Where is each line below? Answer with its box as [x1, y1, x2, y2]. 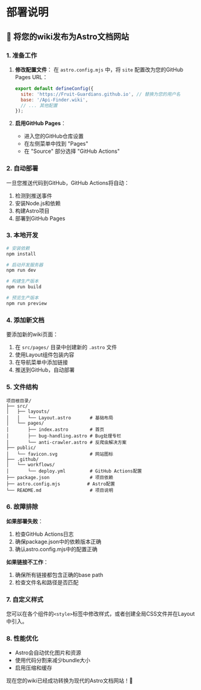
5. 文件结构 [6, 383, 39, 392]
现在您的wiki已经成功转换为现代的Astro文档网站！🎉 [6, 677, 134, 685]
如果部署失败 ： [6, 517, 43, 524]
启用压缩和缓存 [14, 664, 52, 671]
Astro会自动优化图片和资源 [14, 649, 81, 656]
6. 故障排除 [6, 503, 39, 511]
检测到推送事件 [14, 192, 52, 199]
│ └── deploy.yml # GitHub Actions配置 [6, 468, 143, 474]
